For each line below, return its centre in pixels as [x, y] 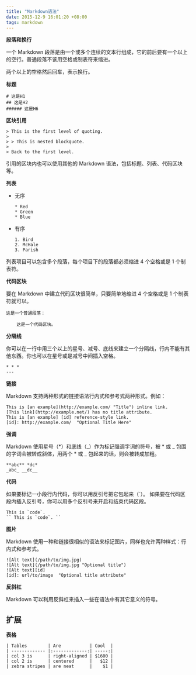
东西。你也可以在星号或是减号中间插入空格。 [64, 356]
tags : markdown [24, 22]
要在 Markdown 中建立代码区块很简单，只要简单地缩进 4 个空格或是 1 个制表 [97, 294]
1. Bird [24, 240]
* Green [24, 212]
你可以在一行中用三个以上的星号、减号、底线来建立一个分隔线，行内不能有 [95, 349]
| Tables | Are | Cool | [60, 646]
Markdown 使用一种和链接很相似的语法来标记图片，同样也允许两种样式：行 [96, 542]
